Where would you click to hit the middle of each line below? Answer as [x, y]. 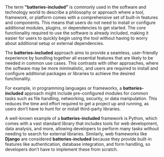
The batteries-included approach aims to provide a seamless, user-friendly [82, 53]
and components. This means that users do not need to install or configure [80, 22]
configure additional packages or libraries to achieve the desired [70, 73]
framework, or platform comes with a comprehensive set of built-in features [82, 17]
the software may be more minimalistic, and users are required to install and [82, 68]
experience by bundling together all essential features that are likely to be [79, 58]
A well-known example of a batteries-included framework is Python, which [81, 118]
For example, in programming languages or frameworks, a [64, 88]
